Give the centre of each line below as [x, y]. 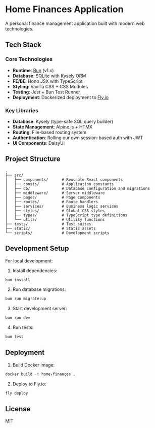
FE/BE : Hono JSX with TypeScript [47, 81]
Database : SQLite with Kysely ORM [49, 76]
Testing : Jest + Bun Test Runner [46, 92]
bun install [18, 280]
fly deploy [17, 393]
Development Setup [37, 249]
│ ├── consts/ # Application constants [60, 184]
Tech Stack [23, 45]
